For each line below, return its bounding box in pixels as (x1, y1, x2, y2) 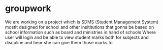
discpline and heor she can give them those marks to (5, 39, 113, 45)
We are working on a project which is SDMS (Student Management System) (5, 19, 159, 25)
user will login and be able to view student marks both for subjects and (5, 34, 149, 40)
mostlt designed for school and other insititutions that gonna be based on (5, 24, 154, 30)
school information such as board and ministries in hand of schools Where (5, 29, 156, 35)
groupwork (5, 3, 51, 14)
